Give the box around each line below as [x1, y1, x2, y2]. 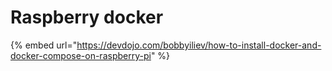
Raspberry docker [10, 6, 164, 29]
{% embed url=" [10, 39, 78, 51]
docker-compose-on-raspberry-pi [10, 49, 152, 61]
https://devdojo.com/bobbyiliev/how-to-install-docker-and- [76, 39, 322, 51]
